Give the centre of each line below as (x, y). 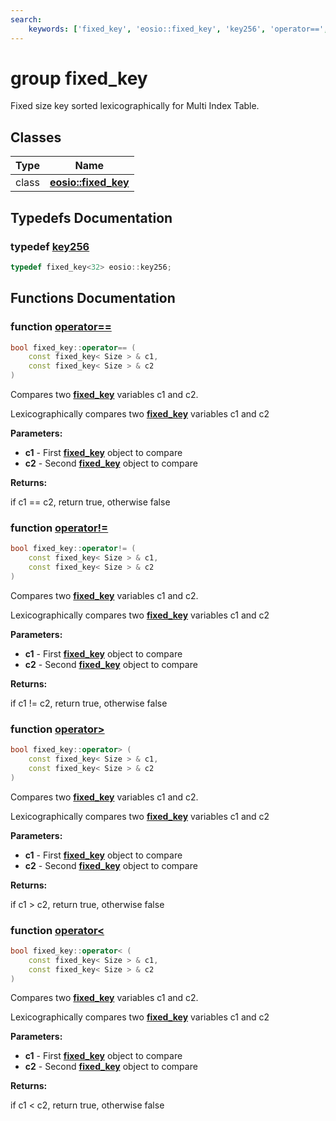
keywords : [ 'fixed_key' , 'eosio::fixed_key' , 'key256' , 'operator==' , (178, 29)
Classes (36, 137)
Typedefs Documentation (91, 217)
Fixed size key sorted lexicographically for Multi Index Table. (135, 106)
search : (26, 19)
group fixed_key (79, 78)
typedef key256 (50, 246)
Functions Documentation (93, 298)
